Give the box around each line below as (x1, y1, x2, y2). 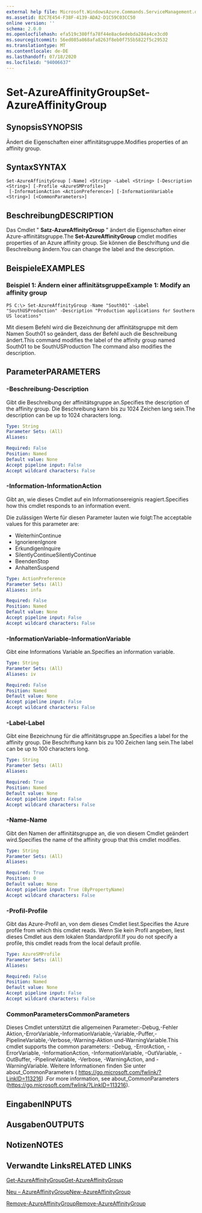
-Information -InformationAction (6, 482, 102, 490)
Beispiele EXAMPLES (6, 263, 85, 274)
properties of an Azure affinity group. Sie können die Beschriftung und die (6, 239, 189, 246)
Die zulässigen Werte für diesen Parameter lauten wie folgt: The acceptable (6, 514, 192, 521)
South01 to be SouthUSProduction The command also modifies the (6, 342, 172, 350)
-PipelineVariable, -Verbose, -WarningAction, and (32, 1056, 155, 1063)
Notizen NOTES (6, 1140, 64, 1150)
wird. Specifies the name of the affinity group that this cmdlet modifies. (6, 836, 182, 843)
